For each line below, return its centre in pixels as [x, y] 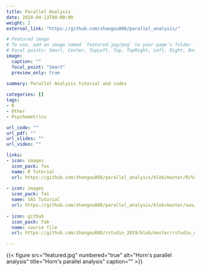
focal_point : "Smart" [39, 67]
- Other [16, 111]
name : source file [35, 227]
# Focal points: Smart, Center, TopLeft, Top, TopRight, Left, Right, [96, 51]
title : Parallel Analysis [38, 12]
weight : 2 [19, 23]
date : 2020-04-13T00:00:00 [40, 17]
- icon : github [25, 216]
